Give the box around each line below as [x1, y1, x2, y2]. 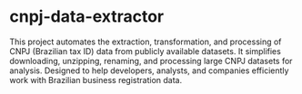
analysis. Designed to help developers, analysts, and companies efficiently [9, 65, 289, 76]
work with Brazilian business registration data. [9, 74, 183, 85]
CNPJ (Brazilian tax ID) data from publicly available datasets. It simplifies [9, 45, 282, 56]
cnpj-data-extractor [9, 6, 165, 27]
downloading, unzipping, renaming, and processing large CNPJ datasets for [9, 55, 293, 66]
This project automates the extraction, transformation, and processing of [9, 36, 282, 47]
